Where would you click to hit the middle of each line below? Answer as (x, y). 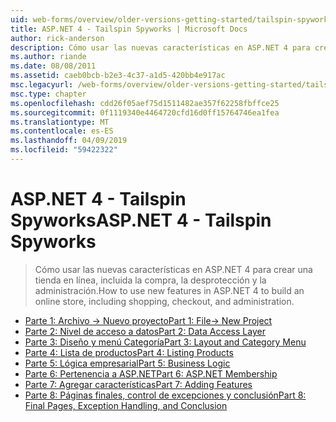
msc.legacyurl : (42, 85)
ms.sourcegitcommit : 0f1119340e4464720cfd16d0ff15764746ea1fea (145, 112)
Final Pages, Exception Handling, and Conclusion (126, 405)
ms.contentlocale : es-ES (62, 131)
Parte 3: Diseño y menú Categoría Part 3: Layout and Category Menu (165, 342)
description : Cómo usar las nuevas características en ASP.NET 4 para (160, 47)
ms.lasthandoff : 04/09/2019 (69, 141)
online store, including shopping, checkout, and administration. (164, 301)
